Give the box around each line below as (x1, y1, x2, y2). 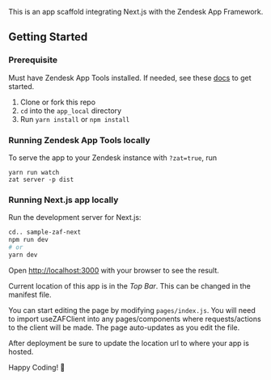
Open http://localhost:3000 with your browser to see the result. (8, 265, 220, 275)
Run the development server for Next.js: (8, 213, 142, 222)
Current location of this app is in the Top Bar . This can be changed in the (8, 281, 251, 290)
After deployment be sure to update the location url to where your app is (8, 338, 249, 348)
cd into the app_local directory (19, 105, 122, 116)
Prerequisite (8, 54, 58, 65)
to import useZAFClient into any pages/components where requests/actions (8, 314, 261, 323)
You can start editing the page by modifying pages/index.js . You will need (8, 305, 256, 315)
